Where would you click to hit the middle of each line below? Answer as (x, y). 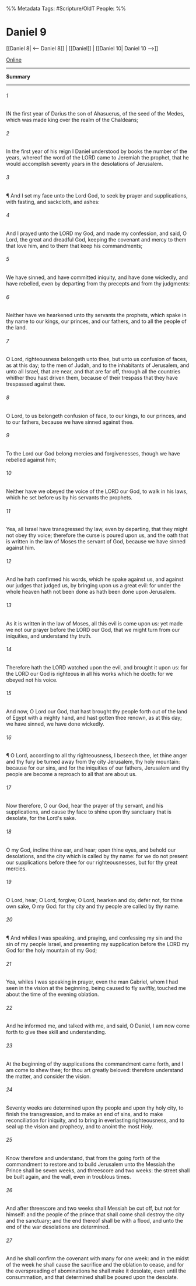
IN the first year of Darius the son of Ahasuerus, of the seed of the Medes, (95, 114)
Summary (18, 76)
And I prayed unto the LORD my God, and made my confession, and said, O (96, 233)
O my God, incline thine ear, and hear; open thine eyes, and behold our (91, 850)
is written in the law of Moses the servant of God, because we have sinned (96, 542)
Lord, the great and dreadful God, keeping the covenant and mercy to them (96, 239)
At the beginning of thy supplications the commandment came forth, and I (95, 1064)
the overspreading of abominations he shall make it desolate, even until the (96, 1271)
